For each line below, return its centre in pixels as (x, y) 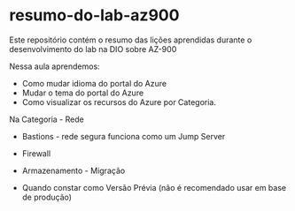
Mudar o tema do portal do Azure (83, 93)
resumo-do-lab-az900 (94, 15)
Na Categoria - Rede (47, 119)
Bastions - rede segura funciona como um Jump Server (124, 136)
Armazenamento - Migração (74, 170)
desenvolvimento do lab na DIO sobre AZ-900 (93, 49)
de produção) (47, 197)
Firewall (36, 153)
